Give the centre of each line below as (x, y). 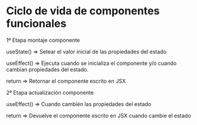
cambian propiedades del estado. (47, 69)
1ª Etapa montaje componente (43, 40)
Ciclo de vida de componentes (83, 11)
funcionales (36, 24)
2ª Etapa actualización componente (50, 92)
